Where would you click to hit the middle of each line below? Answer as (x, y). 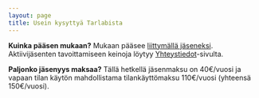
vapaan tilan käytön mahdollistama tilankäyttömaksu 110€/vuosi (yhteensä (129, 77)
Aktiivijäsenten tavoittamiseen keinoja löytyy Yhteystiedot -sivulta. (116, 54)
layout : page (30, 15)
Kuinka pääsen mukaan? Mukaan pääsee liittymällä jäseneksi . (111, 45)
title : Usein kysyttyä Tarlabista (66, 23)
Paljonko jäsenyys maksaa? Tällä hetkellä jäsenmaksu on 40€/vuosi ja (125, 69)
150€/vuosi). (29, 86)
